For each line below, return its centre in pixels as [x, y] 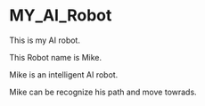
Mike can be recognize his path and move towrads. [103, 92]
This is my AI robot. [45, 40]
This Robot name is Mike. [56, 57]
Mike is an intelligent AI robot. [64, 74]
